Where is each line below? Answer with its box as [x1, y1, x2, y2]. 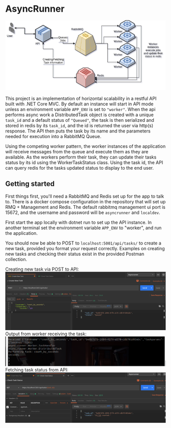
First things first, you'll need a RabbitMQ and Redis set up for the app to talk [5, 193, 164, 199]
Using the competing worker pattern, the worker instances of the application [5, 143, 166, 149]
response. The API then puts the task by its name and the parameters [5, 128, 151, 134]
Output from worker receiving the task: [5, 331, 87, 337]
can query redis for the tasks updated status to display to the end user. [5, 165, 154, 171]
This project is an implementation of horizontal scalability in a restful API [5, 95, 157, 102]
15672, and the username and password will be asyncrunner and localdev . [5, 209, 160, 216]
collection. [5, 256, 27, 262]
